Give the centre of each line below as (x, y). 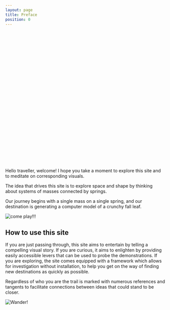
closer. (12, 292)
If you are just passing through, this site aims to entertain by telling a (77, 245)
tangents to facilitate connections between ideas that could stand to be (80, 287)
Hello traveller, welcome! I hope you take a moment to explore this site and (83, 171)
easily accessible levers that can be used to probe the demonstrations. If (81, 256)
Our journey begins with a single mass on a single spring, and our (74, 201)
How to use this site (37, 232)
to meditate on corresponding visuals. (45, 176)
